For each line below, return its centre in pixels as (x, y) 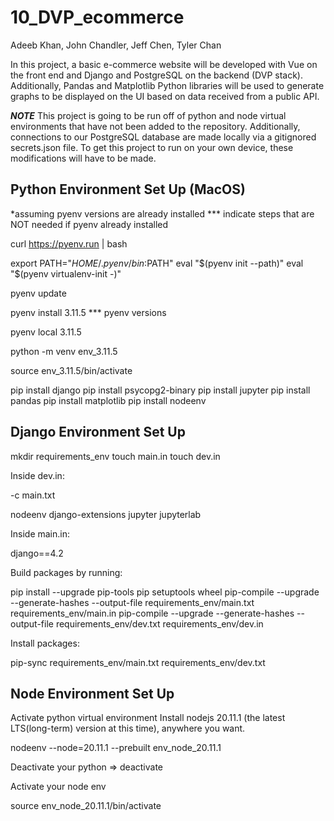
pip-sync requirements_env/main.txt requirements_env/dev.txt (138, 662)
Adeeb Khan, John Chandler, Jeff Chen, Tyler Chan (116, 45)
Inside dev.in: (37, 475)
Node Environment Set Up (92, 693)
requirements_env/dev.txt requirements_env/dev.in (159, 623)
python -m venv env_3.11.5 (64, 351)
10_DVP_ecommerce (97, 17)
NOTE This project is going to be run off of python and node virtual (148, 115)
